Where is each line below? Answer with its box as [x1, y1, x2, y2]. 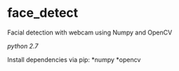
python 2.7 [7, 41, 39, 50]
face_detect [7, 5, 79, 21]
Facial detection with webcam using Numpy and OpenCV [7, 28, 173, 37]
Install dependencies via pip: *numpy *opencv [7, 55, 141, 64]
